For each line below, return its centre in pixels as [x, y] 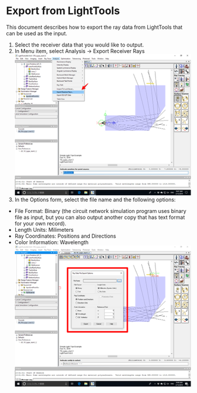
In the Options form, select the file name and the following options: [95, 199]
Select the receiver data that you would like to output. [79, 45]
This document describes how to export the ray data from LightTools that [94, 27]
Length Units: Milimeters [44, 230]
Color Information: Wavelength [52, 242]
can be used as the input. [37, 33]
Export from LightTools [63, 11]
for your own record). [40, 224]
